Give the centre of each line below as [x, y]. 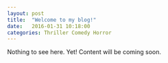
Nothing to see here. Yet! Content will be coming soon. [84, 52]
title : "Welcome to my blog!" [52, 20]
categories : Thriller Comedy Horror [59, 33]
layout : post [26, 13]
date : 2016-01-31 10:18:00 [49, 26]
